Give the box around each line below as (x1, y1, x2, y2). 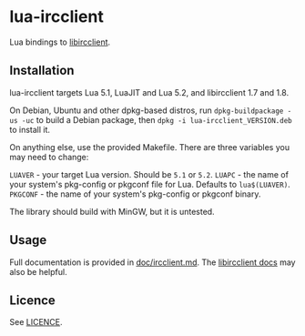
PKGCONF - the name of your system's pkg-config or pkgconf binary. (9, 188, 261, 199)
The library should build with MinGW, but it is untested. (9, 206, 216, 217)
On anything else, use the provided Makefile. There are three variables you (9, 141, 290, 152)
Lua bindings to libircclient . (9, 36, 111, 47)
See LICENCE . (9, 317, 63, 328)
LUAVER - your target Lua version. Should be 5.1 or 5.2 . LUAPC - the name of (9, 168, 290, 179)
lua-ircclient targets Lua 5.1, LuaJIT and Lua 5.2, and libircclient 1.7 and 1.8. (9, 87, 290, 97)
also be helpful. (9, 266, 67, 277)
